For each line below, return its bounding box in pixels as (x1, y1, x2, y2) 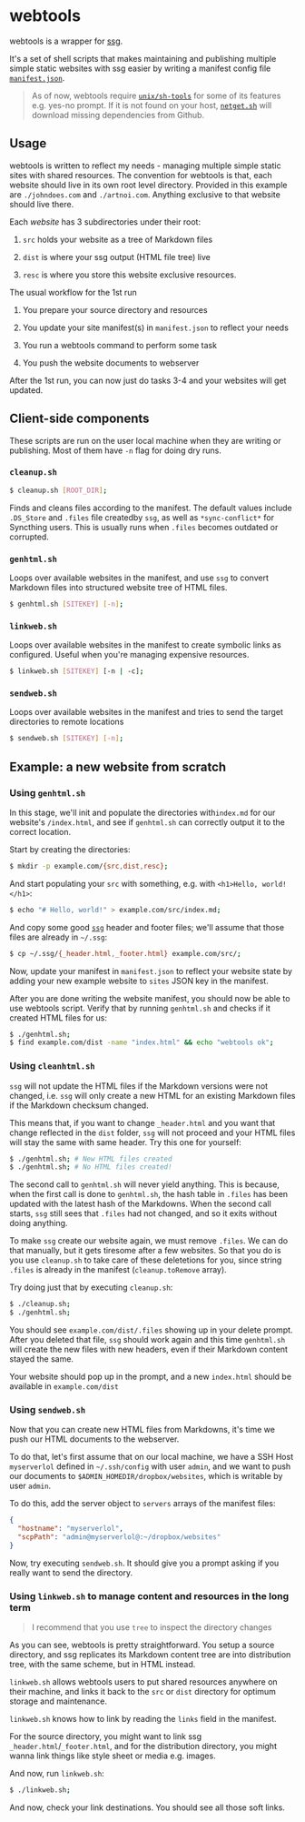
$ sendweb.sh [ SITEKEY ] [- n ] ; (9, 734, 124, 743)
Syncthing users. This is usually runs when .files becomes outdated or (9, 521, 279, 532)
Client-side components (9, 411, 150, 427)
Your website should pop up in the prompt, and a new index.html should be (9, 1371, 292, 1383)
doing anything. (9, 1218, 68, 1229)
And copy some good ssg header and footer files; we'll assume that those (9, 921, 284, 932)
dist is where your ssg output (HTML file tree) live (22, 251, 212, 262)
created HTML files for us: (9, 1012, 107, 1023)
